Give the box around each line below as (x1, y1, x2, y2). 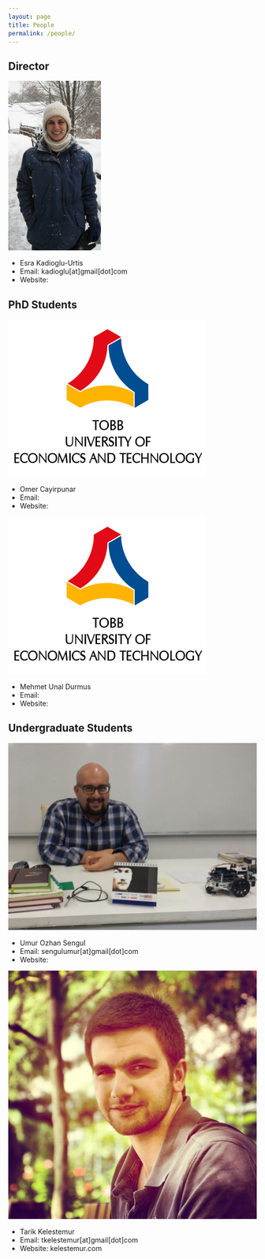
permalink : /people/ (8, 29, 77, 37)
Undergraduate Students (8, 721, 133, 735)
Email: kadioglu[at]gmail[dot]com (19, 266, 128, 276)
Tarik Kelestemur (19, 1227, 75, 1236)
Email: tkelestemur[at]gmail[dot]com (19, 1235, 138, 1245)
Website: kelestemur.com (19, 1243, 103, 1253)
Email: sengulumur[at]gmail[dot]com (19, 946, 139, 955)
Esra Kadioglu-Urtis (19, 259, 84, 268)
